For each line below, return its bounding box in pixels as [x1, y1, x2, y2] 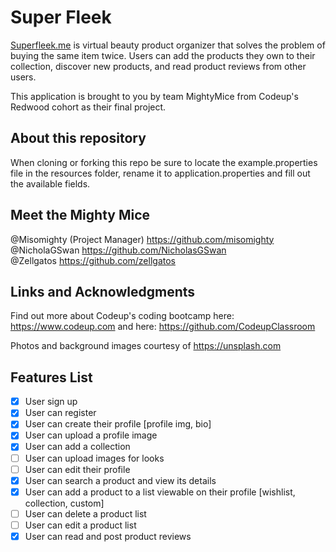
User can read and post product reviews [24, 530, 192, 542]
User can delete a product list [24, 507, 147, 520]
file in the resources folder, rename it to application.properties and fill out [10, 167, 311, 179]
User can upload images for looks [24, 452, 165, 464]
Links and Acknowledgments [10, 283, 196, 300]
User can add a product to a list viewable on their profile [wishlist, [24, 486, 296, 498]
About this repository [10, 130, 147, 147]
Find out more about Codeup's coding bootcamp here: [10, 310, 235, 322]
